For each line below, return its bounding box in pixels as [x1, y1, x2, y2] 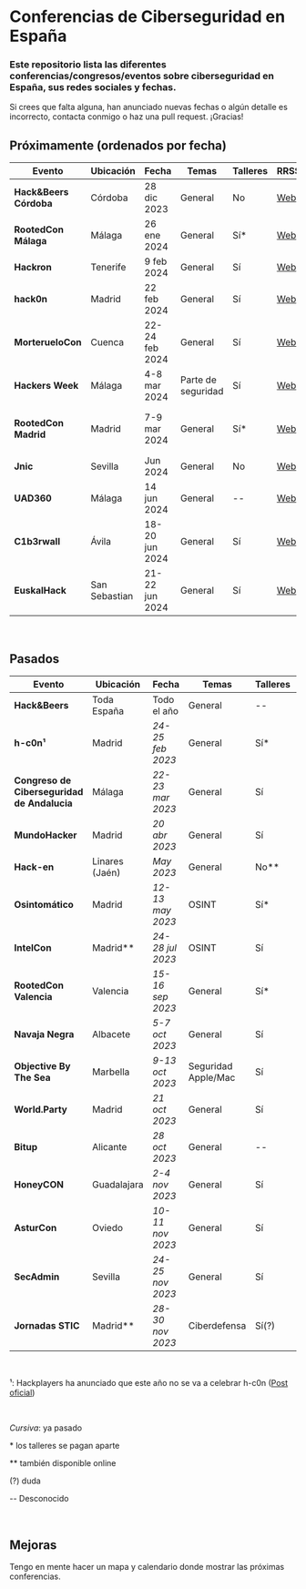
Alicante [92, 1141, 127, 1154]
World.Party [14, 1104, 68, 1116]
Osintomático [14, 899, 75, 912]
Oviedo [92, 1222, 124, 1235]
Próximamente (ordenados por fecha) [9, 138, 228, 153]
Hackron [14, 261, 52, 274]
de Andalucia [14, 797, 73, 810]
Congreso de [14, 774, 72, 787]
